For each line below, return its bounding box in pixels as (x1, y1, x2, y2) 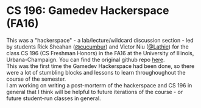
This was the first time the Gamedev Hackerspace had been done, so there (6, 62, 195, 70)
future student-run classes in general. (6, 95, 102, 102)
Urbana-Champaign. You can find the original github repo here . (6, 56, 166, 63)
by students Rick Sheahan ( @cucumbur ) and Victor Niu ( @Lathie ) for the (6, 43, 189, 50)
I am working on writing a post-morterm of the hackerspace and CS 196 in (6, 81, 192, 89)
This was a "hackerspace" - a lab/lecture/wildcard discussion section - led (6, 36, 194, 44)
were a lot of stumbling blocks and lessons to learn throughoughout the (6, 69, 186, 76)
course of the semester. (6, 75, 66, 83)
